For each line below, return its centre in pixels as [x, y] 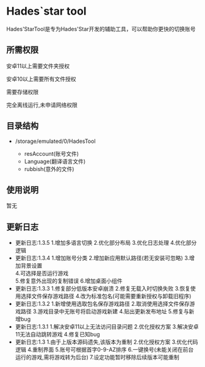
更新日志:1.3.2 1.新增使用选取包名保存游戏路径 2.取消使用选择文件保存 [103, 304]
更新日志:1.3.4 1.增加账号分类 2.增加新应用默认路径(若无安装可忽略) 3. [102, 258]
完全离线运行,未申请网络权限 [42, 104]
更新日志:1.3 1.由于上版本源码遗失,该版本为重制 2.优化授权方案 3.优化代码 [106, 342]
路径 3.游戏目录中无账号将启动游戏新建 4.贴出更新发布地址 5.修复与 [105, 311]
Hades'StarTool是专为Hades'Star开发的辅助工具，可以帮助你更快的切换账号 [101, 29]
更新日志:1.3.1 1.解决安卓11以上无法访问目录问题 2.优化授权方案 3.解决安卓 [107, 327]
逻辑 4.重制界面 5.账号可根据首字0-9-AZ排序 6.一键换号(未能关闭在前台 [104, 350]
